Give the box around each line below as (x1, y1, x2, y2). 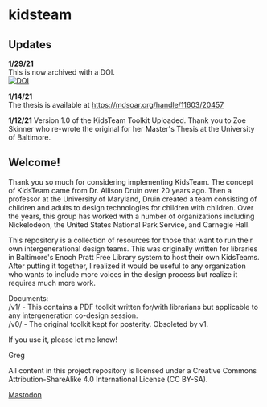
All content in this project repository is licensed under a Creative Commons (8, 365, 257, 375)
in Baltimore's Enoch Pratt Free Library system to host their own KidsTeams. (8, 252, 260, 262)
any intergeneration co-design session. (8, 311, 138, 320)
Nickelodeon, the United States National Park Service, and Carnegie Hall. (8, 219, 251, 230)
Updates (8, 38, 52, 51)
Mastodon (8, 389, 42, 399)
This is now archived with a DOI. (8, 67, 115, 77)
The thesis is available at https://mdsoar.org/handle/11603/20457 (8, 100, 224, 109)
